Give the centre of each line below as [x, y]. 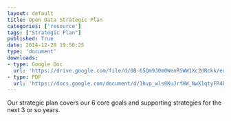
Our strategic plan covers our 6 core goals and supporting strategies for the [114, 103]
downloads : [23, 58]
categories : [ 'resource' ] [44, 26]
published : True [30, 39]
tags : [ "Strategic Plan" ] [44, 32]
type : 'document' [32, 52]
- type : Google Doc [35, 64]
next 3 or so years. [34, 110]
